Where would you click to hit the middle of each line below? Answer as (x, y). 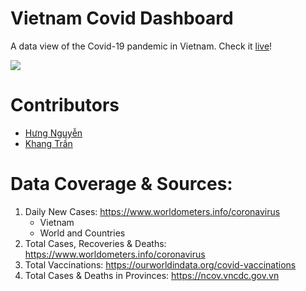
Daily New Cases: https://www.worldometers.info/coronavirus (152, 211)
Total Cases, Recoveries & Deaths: (95, 243)
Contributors (65, 105)
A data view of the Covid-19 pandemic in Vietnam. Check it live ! (141, 46)
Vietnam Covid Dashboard (122, 18)
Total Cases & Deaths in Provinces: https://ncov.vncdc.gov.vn (152, 275)
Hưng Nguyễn (53, 133)
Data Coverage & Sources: (121, 184)
